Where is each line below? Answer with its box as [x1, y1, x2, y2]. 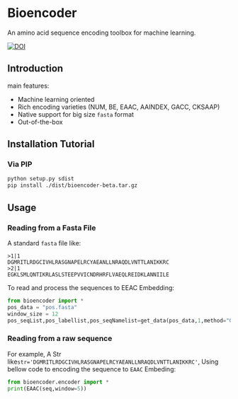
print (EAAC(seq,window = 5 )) [7, 385, 87, 392]
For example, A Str [7, 349, 62, 358]
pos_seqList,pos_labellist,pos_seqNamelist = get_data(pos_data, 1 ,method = [7, 317, 227, 324]
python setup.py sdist [7, 175, 74, 183]
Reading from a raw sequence [7, 334, 113, 344]
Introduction [7, 62, 64, 75]
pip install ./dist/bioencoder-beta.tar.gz [7, 182, 138, 189]
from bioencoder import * [7, 297, 84, 304]
